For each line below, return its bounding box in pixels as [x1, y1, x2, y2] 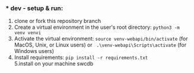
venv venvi [14, 30, 42, 36]
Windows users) [14, 48, 55, 55]
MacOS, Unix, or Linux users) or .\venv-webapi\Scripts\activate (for [14, 41, 187, 48]
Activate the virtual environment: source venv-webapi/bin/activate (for [14, 35, 188, 42]
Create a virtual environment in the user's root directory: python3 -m [14, 24, 180, 31]
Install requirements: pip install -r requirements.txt [14, 54, 148, 61]
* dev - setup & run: [5, 4, 63, 12]
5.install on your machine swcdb [14, 60, 94, 67]
